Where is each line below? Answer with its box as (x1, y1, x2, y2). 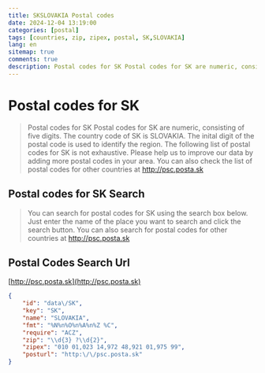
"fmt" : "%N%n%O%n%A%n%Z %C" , (22, 321, 118, 329)
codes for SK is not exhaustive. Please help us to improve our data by (27, 147, 254, 157)
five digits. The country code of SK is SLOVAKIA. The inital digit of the (27, 131, 255, 140)
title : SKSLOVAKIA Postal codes (8, 11, 114, 20)
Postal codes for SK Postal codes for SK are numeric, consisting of (27, 123, 244, 132)
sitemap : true (8, 48, 55, 56)
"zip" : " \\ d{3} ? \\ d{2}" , (22, 336, 108, 344)
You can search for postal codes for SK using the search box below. (27, 208, 248, 217)
